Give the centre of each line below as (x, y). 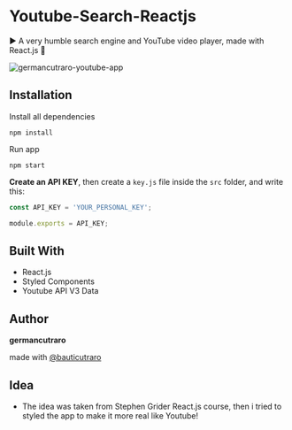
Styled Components (58, 281)
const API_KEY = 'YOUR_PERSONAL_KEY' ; (81, 207)
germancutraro (38, 340)
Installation (41, 95)
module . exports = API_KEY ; (59, 223)
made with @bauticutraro (55, 357)
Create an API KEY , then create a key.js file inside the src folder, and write (146, 181)
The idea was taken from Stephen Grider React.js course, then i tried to (152, 406)
